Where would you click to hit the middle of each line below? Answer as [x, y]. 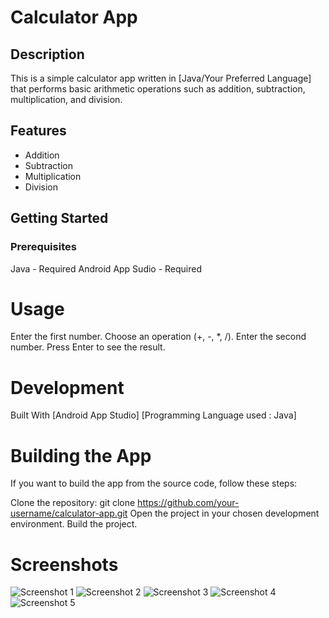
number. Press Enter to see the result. [88, 347]
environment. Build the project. [74, 524]
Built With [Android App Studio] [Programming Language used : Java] [153, 415]
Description [47, 54]
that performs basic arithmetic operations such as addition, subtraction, [158, 89]
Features [38, 131]
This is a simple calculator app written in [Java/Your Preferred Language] [161, 78]
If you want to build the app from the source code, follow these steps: [154, 483]
